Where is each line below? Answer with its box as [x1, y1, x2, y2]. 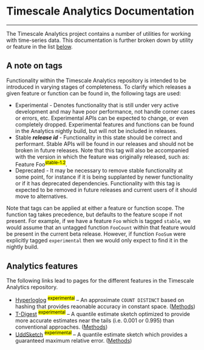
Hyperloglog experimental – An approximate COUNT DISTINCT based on [15, 295, 185, 303]
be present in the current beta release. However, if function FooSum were [6, 230, 186, 238]
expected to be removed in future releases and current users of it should [15, 187, 197, 194]
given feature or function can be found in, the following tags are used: [6, 89, 182, 97]
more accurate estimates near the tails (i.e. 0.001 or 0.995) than [15, 317, 175, 324]
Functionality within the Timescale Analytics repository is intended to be [6, 77, 186, 84]
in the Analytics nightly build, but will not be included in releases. [15, 127, 178, 134]
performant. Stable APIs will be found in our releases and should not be [15, 140, 194, 147]
